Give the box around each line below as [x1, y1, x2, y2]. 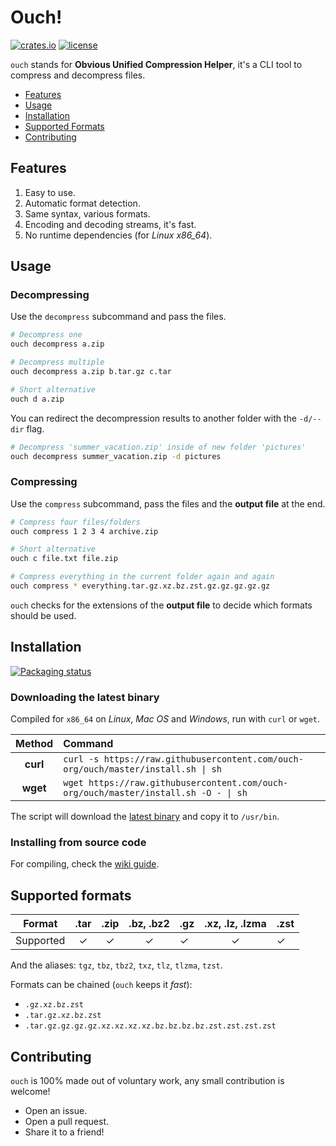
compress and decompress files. [10, 69, 146, 81]
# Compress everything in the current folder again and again [10, 572, 275, 582]
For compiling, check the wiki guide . [10, 858, 160, 870]
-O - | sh [201, 787, 248, 799]
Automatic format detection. [24, 197, 141, 209]
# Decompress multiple [10, 357, 105, 368]
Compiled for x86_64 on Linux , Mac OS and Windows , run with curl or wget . [10, 713, 321, 725]
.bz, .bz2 [128, 917, 170, 931]
